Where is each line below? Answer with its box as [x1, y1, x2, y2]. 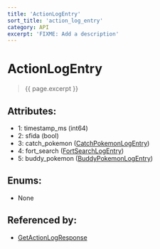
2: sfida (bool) [17, 132, 59, 139]
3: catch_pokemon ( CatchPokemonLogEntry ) [17, 139, 150, 147]
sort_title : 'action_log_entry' [7, 17, 103, 24]
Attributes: [7, 105, 57, 117]
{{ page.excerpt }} [24, 85, 78, 93]
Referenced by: [7, 214, 77, 226]
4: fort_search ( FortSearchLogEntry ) [17, 147, 124, 155]
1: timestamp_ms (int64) [17, 124, 89, 132]
